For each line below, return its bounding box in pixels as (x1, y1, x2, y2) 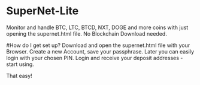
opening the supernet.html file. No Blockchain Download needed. (6, 30, 168, 37)
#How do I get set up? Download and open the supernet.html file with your (6, 42, 190, 49)
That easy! (6, 72, 33, 79)
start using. (6, 61, 34, 68)
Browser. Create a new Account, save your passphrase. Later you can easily (6, 48, 195, 55)
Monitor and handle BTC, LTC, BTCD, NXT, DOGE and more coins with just (6, 24, 189, 31)
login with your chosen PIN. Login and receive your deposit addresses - (6, 54, 183, 61)
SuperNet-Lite (6, 4, 79, 18)
